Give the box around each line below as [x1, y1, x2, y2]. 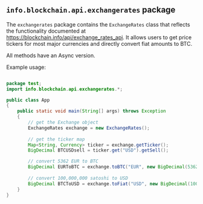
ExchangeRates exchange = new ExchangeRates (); [28, 125, 150, 131]
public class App [6, 97, 50, 103]
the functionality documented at [6, 27, 86, 34]
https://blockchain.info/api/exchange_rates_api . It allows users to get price [6, 33, 192, 41]
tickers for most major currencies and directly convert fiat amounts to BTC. [6, 40, 192, 47]
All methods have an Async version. [6, 51, 95, 59]
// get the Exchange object [28, 120, 98, 126]
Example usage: [6, 63, 47, 71]
